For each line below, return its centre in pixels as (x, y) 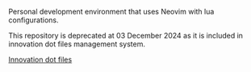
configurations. (33, 20)
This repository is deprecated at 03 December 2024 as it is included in (126, 36)
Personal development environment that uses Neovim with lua (111, 12)
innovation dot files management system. (77, 44)
